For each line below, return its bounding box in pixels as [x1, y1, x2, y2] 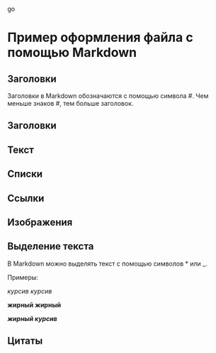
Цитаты [7, 335, 43, 347]
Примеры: [7, 273, 39, 281]
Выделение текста [7, 240, 94, 253]
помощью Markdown [7, 45, 137, 61]
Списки [7, 168, 43, 180]
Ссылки [7, 192, 45, 204]
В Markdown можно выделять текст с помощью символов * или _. [7, 259, 208, 268]
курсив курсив [7, 286, 52, 295]
